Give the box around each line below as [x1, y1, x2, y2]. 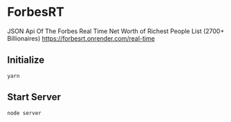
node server [7, 110, 41, 116]
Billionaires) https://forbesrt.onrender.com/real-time [7, 34, 156, 42]
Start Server [7, 91, 61, 103]
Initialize [7, 54, 45, 66]
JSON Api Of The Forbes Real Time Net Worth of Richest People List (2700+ [7, 27, 225, 35]
